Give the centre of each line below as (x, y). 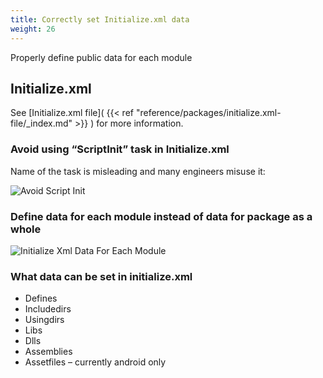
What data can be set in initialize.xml (101, 276)
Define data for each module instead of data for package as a (161, 216)
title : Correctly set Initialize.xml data (100, 19)
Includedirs (48, 309)
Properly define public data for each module (101, 57)
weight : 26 (33, 29)
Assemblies (48, 352)
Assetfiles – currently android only (95, 362)
